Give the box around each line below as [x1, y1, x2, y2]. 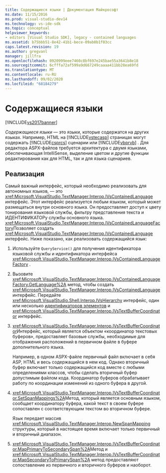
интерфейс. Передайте [12, 292, 61, 298]
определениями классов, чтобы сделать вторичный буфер [12, 369, 137, 376]
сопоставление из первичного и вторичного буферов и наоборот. [12, 462, 152, 468]
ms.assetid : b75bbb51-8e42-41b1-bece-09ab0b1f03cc [5, 40, 112, 45]
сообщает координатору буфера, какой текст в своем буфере [12, 400, 144, 406]
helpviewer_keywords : [5, 30, 50, 35]
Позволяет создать [13, 225, 54, 232]
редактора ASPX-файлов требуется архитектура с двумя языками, [5, 145, 148, 151]
